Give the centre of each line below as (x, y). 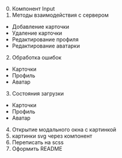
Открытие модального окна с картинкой (64, 129)
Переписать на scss (38, 142)
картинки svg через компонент (52, 136)
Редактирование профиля (45, 39)
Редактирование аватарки (46, 46)
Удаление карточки (37, 33)
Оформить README (37, 149)
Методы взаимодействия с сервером (60, 15)
